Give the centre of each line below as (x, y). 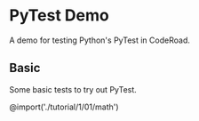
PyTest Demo (59, 16)
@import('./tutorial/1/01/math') (64, 107)
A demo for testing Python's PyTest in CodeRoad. (100, 40)
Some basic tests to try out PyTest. (73, 89)
